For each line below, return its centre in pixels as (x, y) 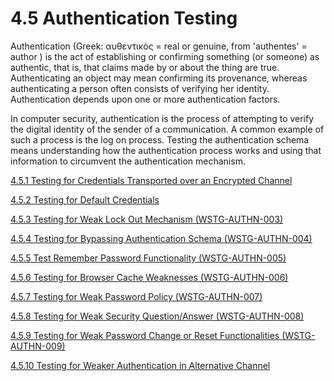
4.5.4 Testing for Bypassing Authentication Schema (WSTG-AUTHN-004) (161, 238)
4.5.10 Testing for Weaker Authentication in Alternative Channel (140, 365)
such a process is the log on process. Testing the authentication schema (160, 139)
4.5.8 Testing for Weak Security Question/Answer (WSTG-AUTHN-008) (157, 316)
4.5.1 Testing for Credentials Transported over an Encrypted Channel (151, 180)
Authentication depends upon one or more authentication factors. (145, 99)
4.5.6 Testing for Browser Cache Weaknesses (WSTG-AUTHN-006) (149, 277)
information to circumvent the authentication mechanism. (128, 161)
